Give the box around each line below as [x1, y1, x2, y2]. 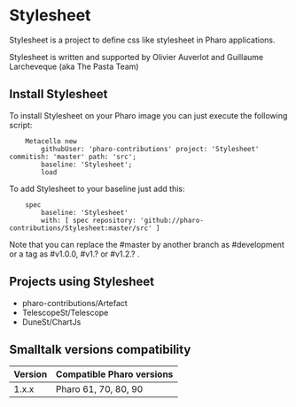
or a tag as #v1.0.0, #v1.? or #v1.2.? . [9, 249, 140, 259]
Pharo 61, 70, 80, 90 [56, 383, 144, 395]
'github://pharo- [140, 216, 204, 225]
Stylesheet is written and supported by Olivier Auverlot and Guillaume [9, 51, 264, 62]
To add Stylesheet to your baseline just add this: [9, 183, 185, 194]
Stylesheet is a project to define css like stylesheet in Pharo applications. [9, 35, 276, 45]
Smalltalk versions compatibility [9, 342, 191, 357]
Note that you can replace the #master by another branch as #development [9, 239, 285, 250]
